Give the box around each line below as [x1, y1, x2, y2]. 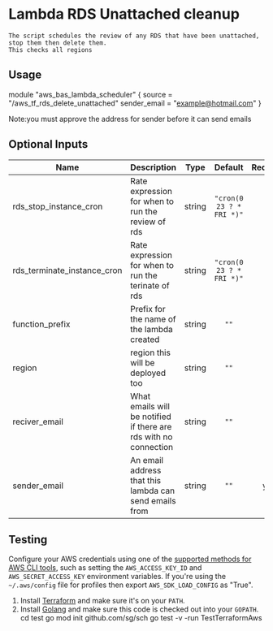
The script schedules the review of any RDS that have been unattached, [8, 32, 260, 40]
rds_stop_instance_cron [12, 201, 103, 212]
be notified [129, 411, 172, 422]
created [129, 334, 160, 345]
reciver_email [12, 416, 63, 427]
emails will [129, 400, 171, 412]
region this [129, 347, 171, 358]
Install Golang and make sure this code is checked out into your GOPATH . [19, 604, 259, 614]
